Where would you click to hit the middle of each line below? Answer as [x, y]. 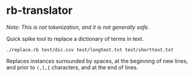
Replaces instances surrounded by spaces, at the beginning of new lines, [97, 61]
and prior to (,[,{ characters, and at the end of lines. [72, 67]
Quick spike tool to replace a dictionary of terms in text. [75, 38]
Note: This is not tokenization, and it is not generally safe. [78, 27]
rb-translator [39, 11]
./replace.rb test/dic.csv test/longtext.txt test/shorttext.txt [90, 50]
